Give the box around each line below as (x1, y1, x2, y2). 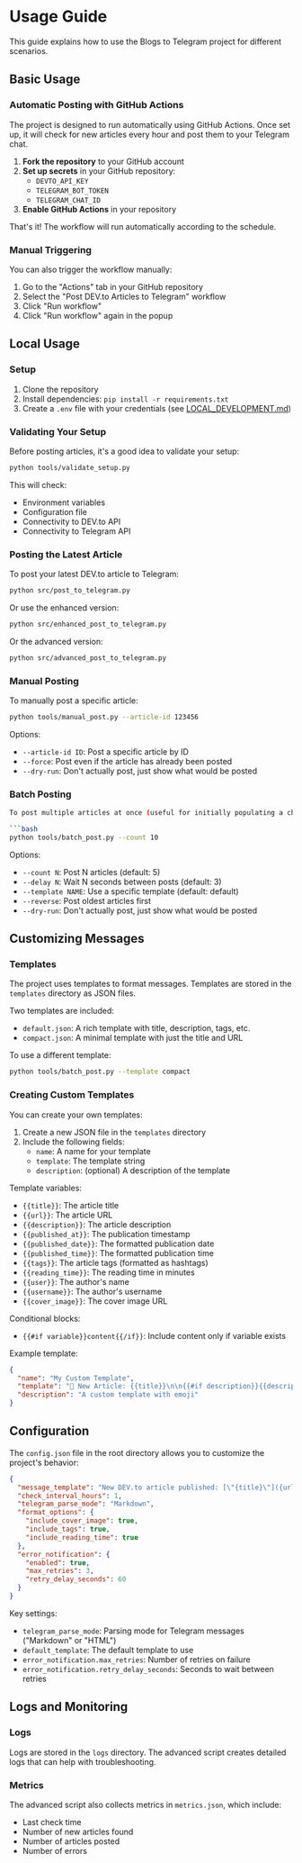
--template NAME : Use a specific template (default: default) (22, 885, 240, 897)
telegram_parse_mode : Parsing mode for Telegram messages (22, 1625, 244, 1636)
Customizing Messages (9, 931, 145, 946)
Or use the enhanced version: (9, 601, 120, 613)
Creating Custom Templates (9, 1089, 135, 1101)
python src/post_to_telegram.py (9, 586, 130, 595)
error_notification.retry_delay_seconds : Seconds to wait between (22, 1663, 274, 1674)
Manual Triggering (9, 243, 93, 256)
